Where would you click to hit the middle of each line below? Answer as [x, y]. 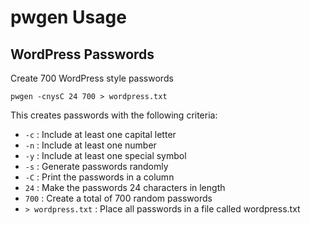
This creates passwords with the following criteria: [114, 115]
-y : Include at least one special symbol [105, 155]
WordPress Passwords [82, 54]
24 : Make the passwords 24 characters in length [125, 187]
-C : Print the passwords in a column [99, 177]
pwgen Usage [68, 17]
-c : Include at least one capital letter [100, 134]
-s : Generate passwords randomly [96, 166]
